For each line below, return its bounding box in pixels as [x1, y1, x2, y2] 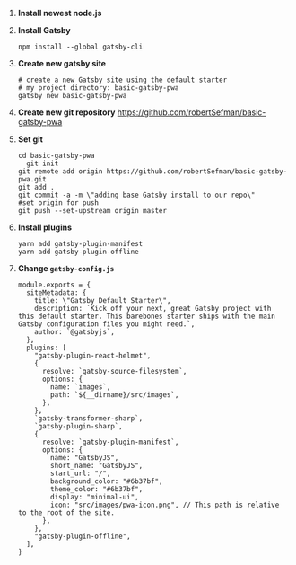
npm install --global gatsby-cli [17, 42, 144, 51]
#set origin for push [17, 199, 99, 207]
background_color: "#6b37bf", [50, 477, 163, 486]
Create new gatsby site [17, 58, 106, 68]
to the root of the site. [17, 508, 115, 517]
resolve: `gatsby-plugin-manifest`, [41, 437, 179, 446]
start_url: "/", [50, 469, 111, 478]
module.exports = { [17, 280, 91, 289]
